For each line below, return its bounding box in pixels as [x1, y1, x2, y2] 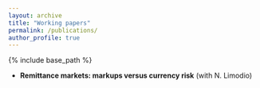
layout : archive [8, 11, 62, 20]
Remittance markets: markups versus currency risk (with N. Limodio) [19, 71, 253, 80]
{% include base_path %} [8, 55, 93, 65]
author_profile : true [8, 33, 81, 42]
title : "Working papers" [8, 19, 91, 27]
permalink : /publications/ [8, 26, 98, 34]
